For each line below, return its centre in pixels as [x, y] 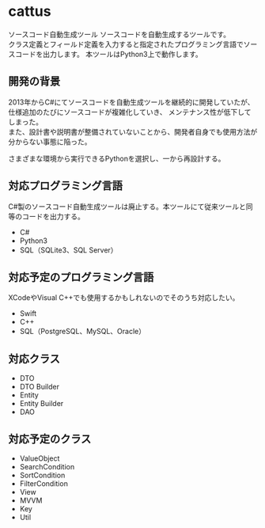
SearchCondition [47, 467]
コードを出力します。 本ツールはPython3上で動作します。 [109, 54]
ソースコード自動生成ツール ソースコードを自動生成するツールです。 [119, 34]
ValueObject [40, 458]
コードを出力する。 [53, 216]
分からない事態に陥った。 [50, 142]
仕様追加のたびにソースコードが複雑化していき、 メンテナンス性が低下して [130, 112]
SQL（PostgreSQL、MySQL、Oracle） [83, 332]
